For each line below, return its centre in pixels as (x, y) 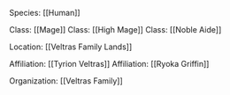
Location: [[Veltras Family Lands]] (71, 47)
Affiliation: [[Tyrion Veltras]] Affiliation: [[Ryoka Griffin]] (109, 64)
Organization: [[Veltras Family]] (66, 81)
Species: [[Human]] (45, 13)
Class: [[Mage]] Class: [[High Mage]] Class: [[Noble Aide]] (115, 29)
